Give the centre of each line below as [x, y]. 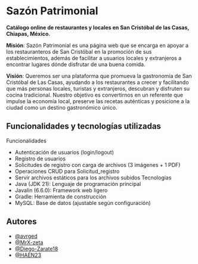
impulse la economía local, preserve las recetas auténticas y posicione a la [98, 101]
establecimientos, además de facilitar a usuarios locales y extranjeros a [94, 58]
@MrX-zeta [29, 242]
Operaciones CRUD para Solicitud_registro [67, 171]
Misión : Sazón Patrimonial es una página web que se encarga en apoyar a [98, 45]
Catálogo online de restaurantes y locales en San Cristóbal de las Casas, [98, 27]
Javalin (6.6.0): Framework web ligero [61, 190]
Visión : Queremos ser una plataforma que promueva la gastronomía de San [99, 76]
